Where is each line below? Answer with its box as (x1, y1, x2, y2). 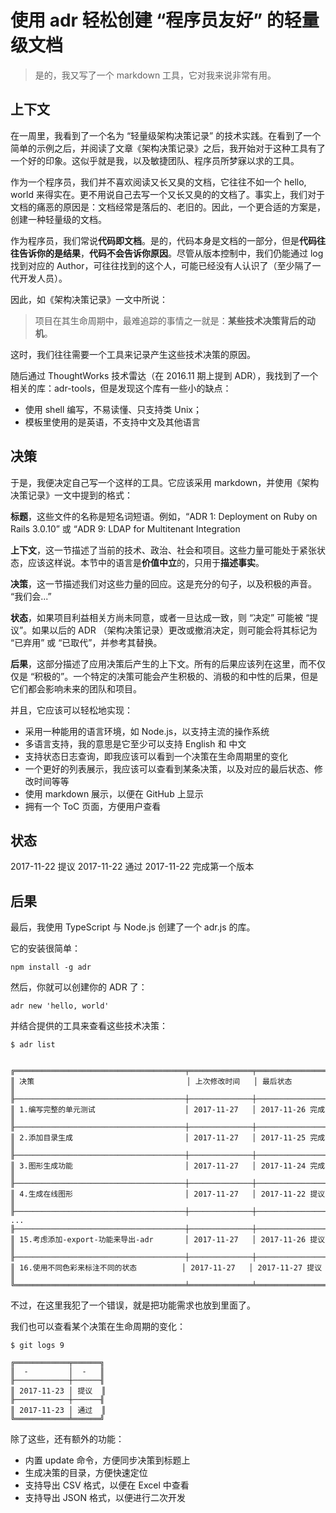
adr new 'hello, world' (10, 1001, 110, 1011)
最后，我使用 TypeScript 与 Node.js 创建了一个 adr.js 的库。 (10, 921, 256, 933)
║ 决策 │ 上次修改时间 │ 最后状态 (10, 1077, 293, 1087)
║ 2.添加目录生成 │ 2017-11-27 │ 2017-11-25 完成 (10, 1133, 326, 1143)
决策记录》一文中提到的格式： (10, 489, 133, 501)
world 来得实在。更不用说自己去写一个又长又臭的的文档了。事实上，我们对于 (10, 188, 325, 200)
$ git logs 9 (10, 1341, 65, 1351)
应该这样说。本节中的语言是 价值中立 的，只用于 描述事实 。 (27, 556, 265, 568)
